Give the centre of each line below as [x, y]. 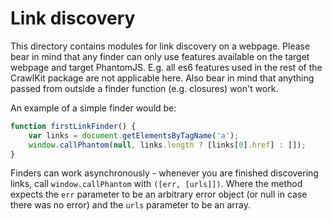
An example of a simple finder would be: [93, 108]
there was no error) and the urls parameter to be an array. [131, 205]
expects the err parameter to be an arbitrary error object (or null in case [159, 194]
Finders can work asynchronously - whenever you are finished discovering [164, 173]
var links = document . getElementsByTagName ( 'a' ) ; [134, 135]
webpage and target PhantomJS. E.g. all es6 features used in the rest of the [166, 67]
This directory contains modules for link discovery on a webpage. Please [160, 46]
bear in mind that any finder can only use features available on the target [160, 56]
